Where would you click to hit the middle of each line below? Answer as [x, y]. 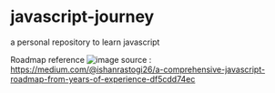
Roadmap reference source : [81, 59]
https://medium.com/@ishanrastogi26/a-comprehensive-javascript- [138, 69]
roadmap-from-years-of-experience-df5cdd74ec [103, 78]
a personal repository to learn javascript [85, 42]
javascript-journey [82, 17]
